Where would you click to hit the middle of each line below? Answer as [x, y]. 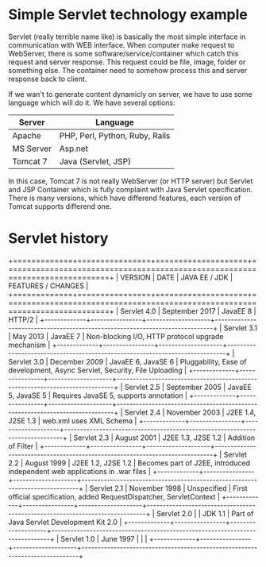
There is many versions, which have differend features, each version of [125, 198]
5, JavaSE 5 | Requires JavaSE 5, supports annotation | [98, 395]
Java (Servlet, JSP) [95, 161]
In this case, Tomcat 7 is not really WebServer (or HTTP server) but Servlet [131, 181]
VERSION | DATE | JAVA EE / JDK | [176, 277]
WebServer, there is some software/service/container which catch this [123, 53]
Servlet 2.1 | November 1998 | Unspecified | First [168, 488]
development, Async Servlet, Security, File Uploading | [98, 370]
